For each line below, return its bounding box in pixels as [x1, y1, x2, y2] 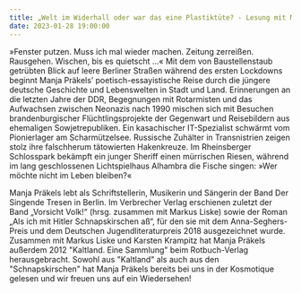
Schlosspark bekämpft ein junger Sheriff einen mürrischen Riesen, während [9, 151, 289, 161]
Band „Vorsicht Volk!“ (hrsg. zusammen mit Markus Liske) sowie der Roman [9, 206, 288, 217]
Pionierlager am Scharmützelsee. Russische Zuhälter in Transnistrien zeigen [9, 132, 291, 142]
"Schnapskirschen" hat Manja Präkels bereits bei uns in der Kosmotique [9, 263, 275, 274]
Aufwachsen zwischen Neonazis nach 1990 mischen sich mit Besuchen [9, 103, 274, 114]
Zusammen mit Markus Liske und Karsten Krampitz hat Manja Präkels [9, 235, 266, 246]
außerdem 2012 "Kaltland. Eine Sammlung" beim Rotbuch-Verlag [9, 244, 249, 255]
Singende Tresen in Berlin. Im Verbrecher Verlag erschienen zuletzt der [9, 196, 273, 207]
